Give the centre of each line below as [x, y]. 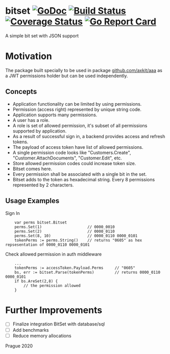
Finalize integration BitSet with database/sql [59, 324]
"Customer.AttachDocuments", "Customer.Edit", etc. [67, 158]
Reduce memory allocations [42, 336]
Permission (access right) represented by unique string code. [77, 109]
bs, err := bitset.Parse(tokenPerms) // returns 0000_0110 [87, 272]
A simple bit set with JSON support [42, 36]
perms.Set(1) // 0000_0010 [65, 227]
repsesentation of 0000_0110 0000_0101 [48, 245]
